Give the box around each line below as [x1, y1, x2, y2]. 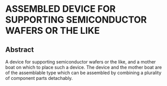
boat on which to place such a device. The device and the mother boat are [5, 64, 162, 70]
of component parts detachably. [5, 75, 73, 81]
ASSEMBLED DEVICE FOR [5, 3, 116, 15]
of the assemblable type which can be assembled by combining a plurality [5, 70, 162, 76]
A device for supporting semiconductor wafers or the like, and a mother [5, 59, 156, 64]
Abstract [5, 45, 34, 54]
